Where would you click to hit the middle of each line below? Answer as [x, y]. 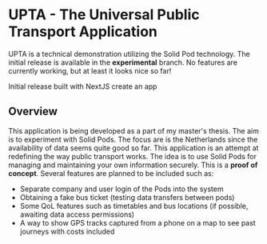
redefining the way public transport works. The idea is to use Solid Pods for [133, 156]
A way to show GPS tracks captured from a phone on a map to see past [137, 222]
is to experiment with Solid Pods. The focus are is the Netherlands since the [133, 139]
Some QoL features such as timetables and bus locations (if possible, [134, 206]
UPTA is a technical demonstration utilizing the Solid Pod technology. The [129, 54]
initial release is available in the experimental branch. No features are [123, 62]
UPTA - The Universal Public [104, 15]
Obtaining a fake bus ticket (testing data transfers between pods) [127, 197]
